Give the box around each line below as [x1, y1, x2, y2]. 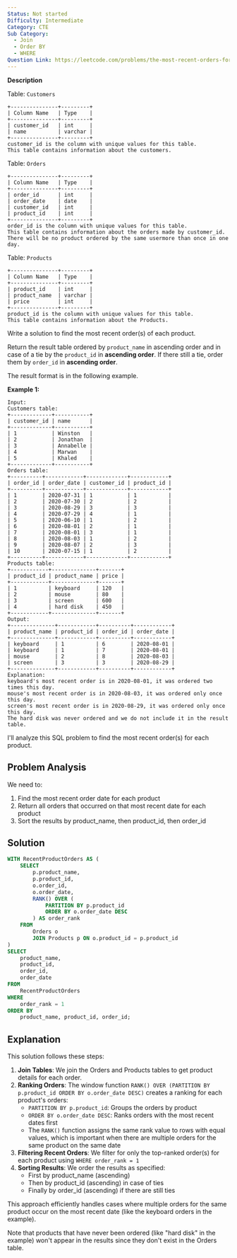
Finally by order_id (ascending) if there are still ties [28, 1186, 176, 1195]
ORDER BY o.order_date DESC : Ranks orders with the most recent [28, 1111, 214, 1119]
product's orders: [17, 1096, 68, 1104]
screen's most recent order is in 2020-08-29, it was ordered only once [7, 702, 226, 709]
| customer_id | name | [7, 417, 93, 425]
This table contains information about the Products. [7, 316, 169, 324]
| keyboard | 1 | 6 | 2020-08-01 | [7, 640, 175, 648]
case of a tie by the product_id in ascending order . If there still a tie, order [7, 350, 224, 358]
